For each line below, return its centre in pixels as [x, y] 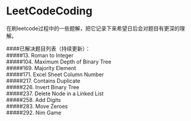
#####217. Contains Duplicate [43, 81]
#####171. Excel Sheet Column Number [55, 74]
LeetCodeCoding [49, 11]
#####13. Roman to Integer [40, 55]
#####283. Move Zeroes [37, 106]
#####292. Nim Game [34, 113]
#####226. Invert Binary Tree [43, 87]
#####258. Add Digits [34, 99]
